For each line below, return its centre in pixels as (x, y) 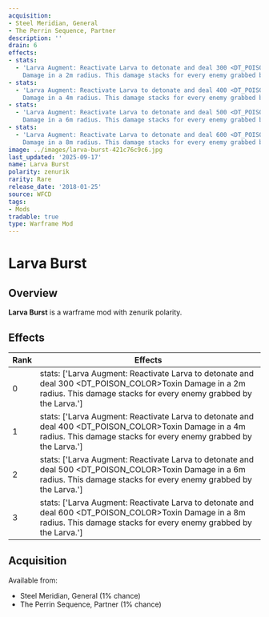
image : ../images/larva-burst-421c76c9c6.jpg (85, 150)
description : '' (35, 38)
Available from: (33, 580)
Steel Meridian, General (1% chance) (80, 595)
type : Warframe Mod (41, 224)
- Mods (19, 209)
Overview (33, 293)
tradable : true (34, 217)
